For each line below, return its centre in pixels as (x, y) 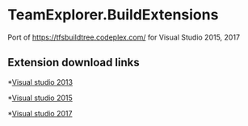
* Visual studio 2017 (40, 113)
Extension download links (74, 63)
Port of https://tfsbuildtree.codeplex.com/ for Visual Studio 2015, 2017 (124, 37)
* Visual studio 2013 (40, 82)
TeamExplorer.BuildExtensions (113, 15)
